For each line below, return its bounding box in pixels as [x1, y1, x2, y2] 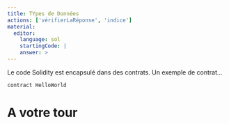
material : [7, 23, 36, 30]
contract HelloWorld [7, 82, 68, 88]
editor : [13, 29, 36, 37]
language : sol [19, 36, 61, 43]
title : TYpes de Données [7, 10, 79, 17]
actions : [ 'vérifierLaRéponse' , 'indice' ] [7, 17, 132, 24]
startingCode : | [19, 42, 68, 49]
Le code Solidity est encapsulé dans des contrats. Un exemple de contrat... [7, 68, 223, 77]
